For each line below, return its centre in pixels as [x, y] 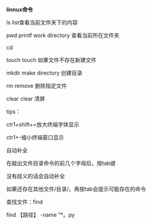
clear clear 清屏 [26, 99]
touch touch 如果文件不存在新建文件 [51, 60]
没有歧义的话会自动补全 [36, 176]
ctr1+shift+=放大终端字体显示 [43, 124]
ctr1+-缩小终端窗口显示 [35, 137]
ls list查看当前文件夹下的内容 [42, 22]
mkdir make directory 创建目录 [44, 73]
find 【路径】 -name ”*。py [40, 215]
